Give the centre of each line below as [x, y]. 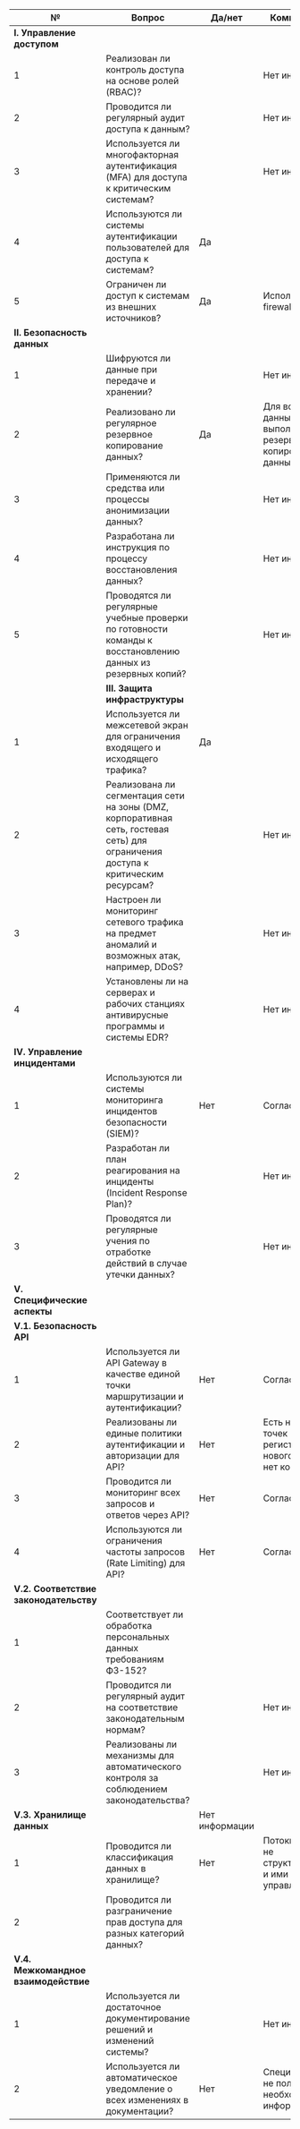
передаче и [131, 381]
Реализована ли [141, 784]
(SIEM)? [123, 1133]
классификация [140, 1857]
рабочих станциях [146, 1004]
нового [278, 1456]
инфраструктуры [145, 699]
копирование [134, 445]
